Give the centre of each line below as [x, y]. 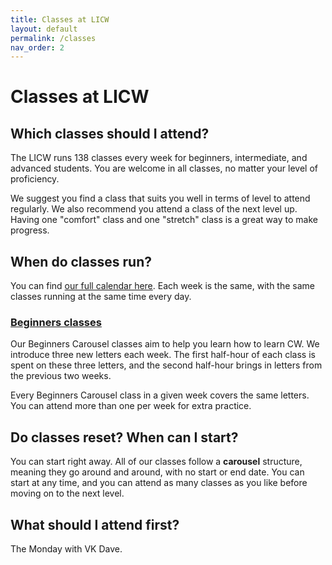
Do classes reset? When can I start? [124, 437]
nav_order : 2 [37, 47]
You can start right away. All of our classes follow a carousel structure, [156, 462]
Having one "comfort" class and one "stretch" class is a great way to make [164, 220]
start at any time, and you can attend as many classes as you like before [159, 483]
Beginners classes [56, 322]
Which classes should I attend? [110, 133]
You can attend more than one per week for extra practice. [131, 406]
